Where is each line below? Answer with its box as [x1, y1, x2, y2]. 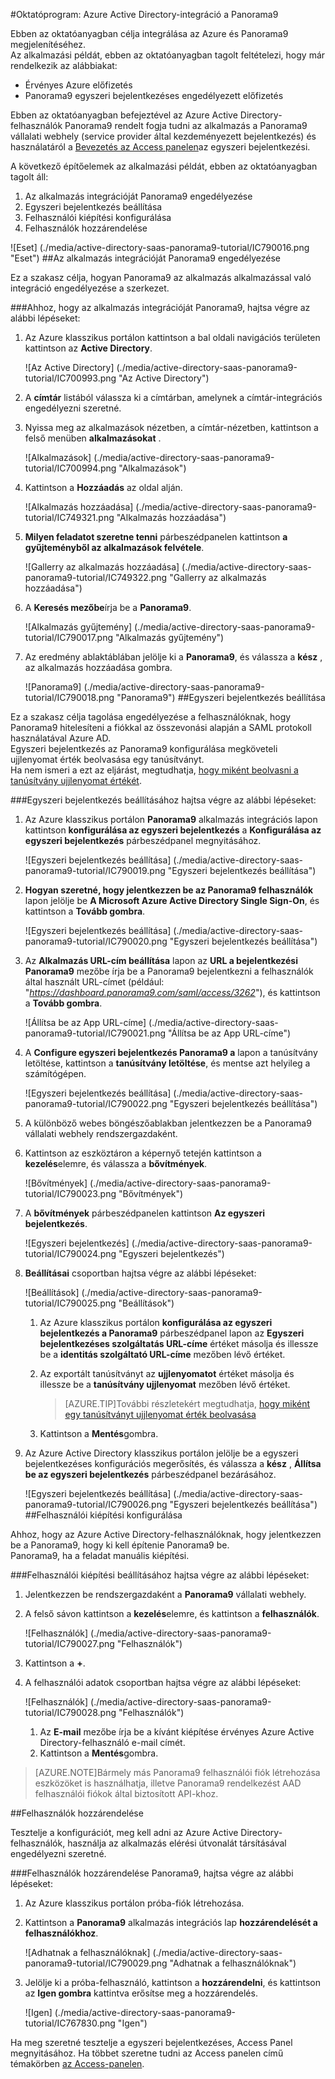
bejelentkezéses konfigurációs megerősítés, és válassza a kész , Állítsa [24, 1458, 322, 1469]
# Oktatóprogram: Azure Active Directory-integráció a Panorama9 [10, 9, 279, 20]
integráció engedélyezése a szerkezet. [10, 282, 170, 294]
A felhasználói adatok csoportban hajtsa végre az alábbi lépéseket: [24, 1677, 302, 1688]
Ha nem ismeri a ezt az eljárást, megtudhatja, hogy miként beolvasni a [10, 764, 299, 776]
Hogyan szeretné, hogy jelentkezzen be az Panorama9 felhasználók [24, 884, 314, 896]
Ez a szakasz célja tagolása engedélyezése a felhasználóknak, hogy [10, 711, 292, 723]
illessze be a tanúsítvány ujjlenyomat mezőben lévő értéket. [39, 1379, 291, 1390]
